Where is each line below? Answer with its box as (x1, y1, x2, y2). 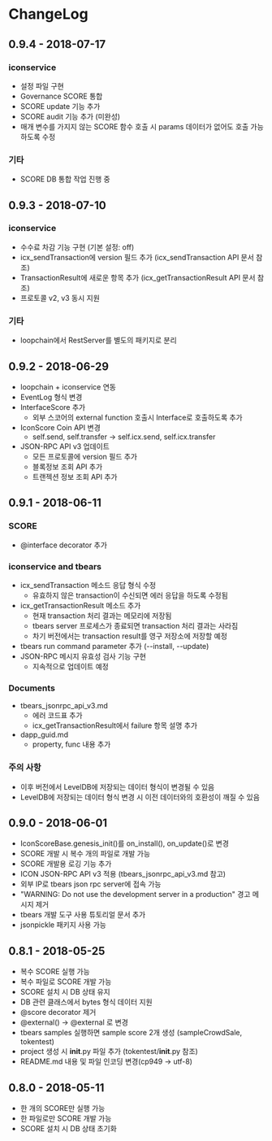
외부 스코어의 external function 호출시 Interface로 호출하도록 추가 (32, 412, 243, 422)
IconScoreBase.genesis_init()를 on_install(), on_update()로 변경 (19, 838, 230, 848)
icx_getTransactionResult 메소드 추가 (19, 600, 141, 610)
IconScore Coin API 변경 (19, 422, 101, 432)
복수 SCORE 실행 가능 (19, 967, 91, 977)
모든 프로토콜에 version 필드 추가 (32, 451, 138, 461)
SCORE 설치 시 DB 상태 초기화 (19, 1123, 118, 1133)
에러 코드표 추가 (32, 711, 83, 721)
